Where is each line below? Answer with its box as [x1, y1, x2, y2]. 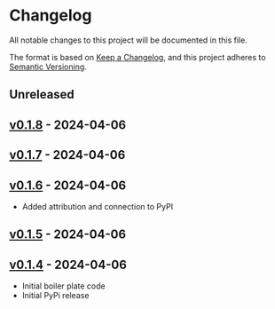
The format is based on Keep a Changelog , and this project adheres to [9, 51, 266, 62]
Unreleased [9, 87, 75, 102]
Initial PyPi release [21, 290, 90, 301]
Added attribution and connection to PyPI [21, 201, 174, 211]
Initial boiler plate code [21, 281, 106, 291]
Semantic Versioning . [9, 61, 87, 72]
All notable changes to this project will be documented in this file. [9, 35, 248, 45]
